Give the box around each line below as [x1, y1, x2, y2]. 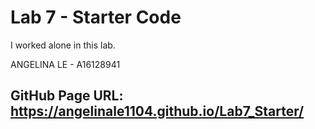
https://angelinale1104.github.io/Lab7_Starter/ [10, 103, 305, 120]
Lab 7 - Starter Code [10, 6, 182, 29]
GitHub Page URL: [10, 87, 124, 105]
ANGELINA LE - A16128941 [10, 58, 121, 70]
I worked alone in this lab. [10, 39, 116, 51]
